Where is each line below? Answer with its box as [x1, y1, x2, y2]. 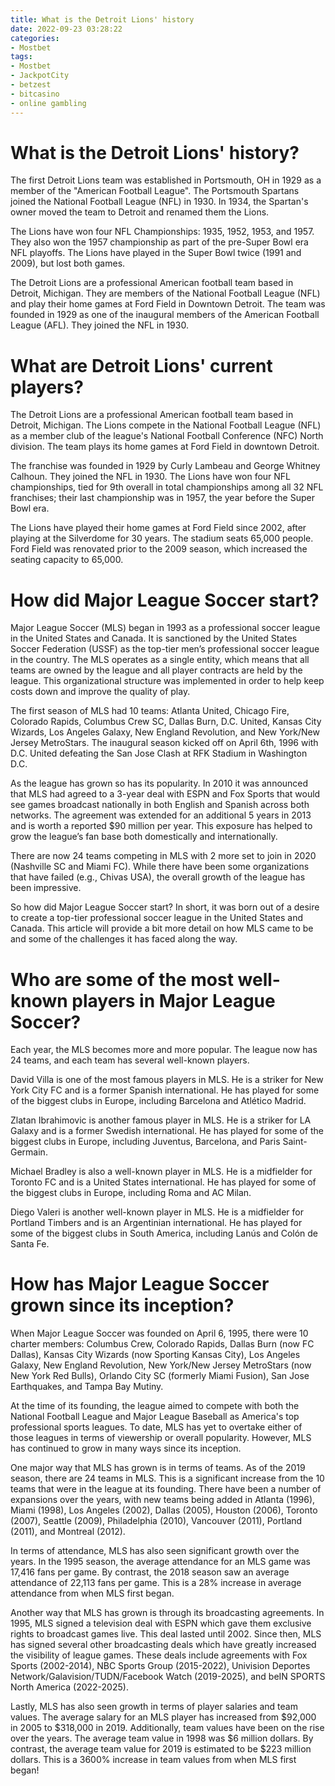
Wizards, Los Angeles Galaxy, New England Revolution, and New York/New [10, 726, 320, 738]
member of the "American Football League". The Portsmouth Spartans [10, 185, 300, 197]
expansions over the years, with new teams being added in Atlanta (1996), [10, 1494, 316, 1506]
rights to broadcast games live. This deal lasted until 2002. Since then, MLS [10, 1628, 322, 1640]
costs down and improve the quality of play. [10, 686, 191, 698]
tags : [10, 52, 33, 62]
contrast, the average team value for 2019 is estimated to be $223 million [10, 1743, 312, 1755]
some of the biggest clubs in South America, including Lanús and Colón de [10, 1227, 319, 1240]
